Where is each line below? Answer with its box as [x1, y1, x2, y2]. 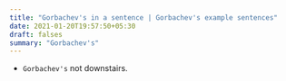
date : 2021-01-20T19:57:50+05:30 [9, 22, 136, 31]
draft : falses [9, 30, 64, 39]
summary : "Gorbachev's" [9, 38, 100, 48]
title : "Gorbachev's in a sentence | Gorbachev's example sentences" [9, 13, 279, 22]
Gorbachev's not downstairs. [22, 63, 129, 74]
